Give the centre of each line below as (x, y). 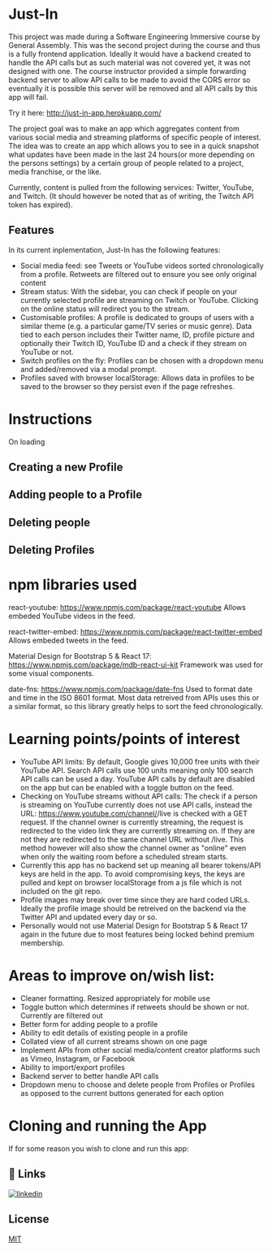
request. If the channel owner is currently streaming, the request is (132, 822)
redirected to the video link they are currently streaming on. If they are (138, 831)
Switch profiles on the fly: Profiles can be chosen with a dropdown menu (142, 360)
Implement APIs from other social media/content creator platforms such (140, 1050)
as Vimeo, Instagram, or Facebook (78, 1059)
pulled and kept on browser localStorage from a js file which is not (131, 883)
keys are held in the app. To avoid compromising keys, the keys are (132, 874)
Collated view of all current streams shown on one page (114, 1041)
